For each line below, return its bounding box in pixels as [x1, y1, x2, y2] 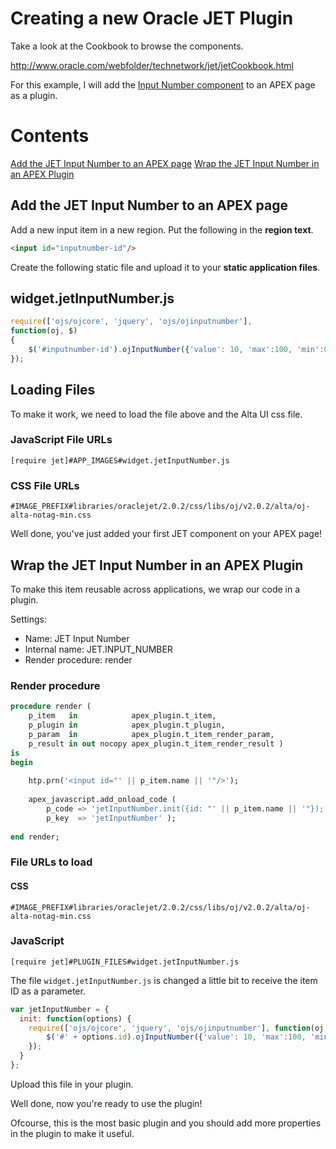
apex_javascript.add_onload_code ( [28, 795, 177, 805]
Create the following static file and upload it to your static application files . [10, 261, 321, 273]
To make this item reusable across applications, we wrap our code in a [10, 583, 301, 595]
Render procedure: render [24, 653, 133, 666]
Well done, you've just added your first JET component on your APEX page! [10, 528, 323, 540]
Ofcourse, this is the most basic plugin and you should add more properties [10, 1117, 322, 1129]
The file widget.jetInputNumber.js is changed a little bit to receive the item [10, 974, 318, 986]
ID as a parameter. [10, 985, 86, 997]
